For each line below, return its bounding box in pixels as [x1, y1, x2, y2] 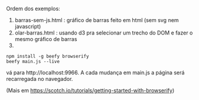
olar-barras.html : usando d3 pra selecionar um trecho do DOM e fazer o [14, 29, 193, 36]
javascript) [14, 23, 41, 30]
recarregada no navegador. [6, 76, 73, 82]
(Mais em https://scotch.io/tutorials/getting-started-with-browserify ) [6, 87, 175, 94]
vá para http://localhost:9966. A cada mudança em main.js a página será [6, 69, 185, 76]
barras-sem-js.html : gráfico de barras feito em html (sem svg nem [14, 17, 179, 23]
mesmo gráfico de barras [14, 36, 77, 42]
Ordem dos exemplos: [6, 5, 61, 12]
